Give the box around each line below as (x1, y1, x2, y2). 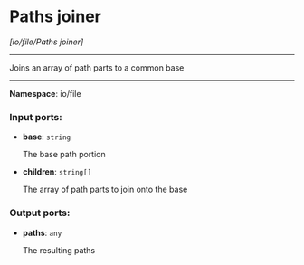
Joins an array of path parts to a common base (9, 62, 185, 73)
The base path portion (22, 149, 106, 160)
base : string (22, 131, 71, 142)
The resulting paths (22, 244, 96, 255)
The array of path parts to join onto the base (22, 184, 188, 195)
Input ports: (9, 110, 62, 123)
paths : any (22, 227, 62, 238)
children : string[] (22, 166, 92, 177)
